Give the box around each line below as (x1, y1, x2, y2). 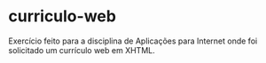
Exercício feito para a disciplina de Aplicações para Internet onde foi (8, 35, 258, 46)
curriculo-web (8, 6, 117, 27)
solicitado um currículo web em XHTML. (8, 44, 156, 55)
